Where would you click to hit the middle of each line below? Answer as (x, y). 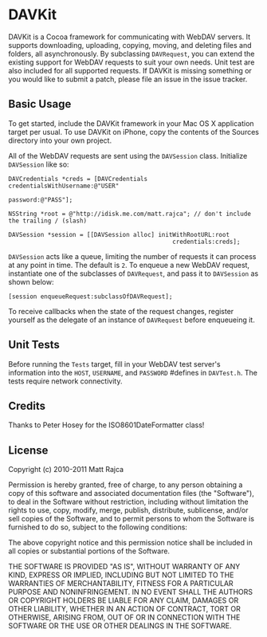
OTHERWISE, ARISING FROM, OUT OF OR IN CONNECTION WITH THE (124, 617)
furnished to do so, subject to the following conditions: (98, 527)
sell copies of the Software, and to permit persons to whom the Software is (132, 519)
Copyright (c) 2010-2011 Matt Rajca (66, 470)
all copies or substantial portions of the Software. (89, 551)
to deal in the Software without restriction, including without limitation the (128, 502)
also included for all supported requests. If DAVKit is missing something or (130, 70)
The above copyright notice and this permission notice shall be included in (130, 543)
